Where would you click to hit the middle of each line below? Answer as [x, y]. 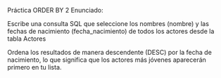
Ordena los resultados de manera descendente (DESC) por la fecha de [110, 52]
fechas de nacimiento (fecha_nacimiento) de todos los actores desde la [111, 31]
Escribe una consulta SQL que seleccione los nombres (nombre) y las [108, 24]
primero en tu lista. [34, 67]
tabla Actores [27, 39]
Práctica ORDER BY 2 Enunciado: [55, 10]
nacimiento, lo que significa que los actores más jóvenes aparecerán [107, 60]
